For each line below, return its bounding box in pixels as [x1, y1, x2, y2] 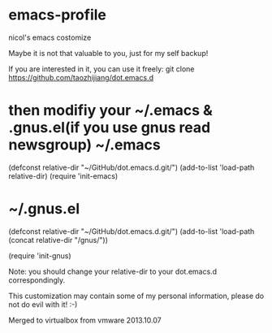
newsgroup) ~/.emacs [8, 136, 161, 154]
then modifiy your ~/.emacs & [8, 102, 214, 119]
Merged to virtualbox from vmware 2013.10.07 [8, 315, 162, 325]
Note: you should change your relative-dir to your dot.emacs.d [8, 266, 218, 276]
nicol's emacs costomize [8, 32, 92, 42]
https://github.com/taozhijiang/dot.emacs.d [8, 72, 154, 82]
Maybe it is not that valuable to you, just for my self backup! [8, 48, 209, 58]
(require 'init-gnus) [8, 250, 71, 261]
